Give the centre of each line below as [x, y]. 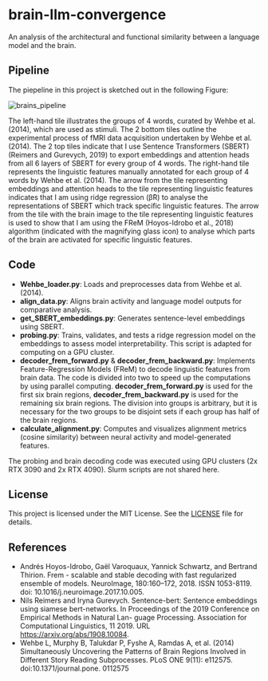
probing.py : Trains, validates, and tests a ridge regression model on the [138, 335]
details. [20, 522]
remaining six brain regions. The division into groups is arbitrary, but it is [138, 403]
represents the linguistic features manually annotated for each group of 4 [129, 171]
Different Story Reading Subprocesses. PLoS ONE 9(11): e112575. [126, 660]
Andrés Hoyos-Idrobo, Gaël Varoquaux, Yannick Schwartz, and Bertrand [138, 567]
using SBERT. [42, 326]
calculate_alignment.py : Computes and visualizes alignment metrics [133, 428]
